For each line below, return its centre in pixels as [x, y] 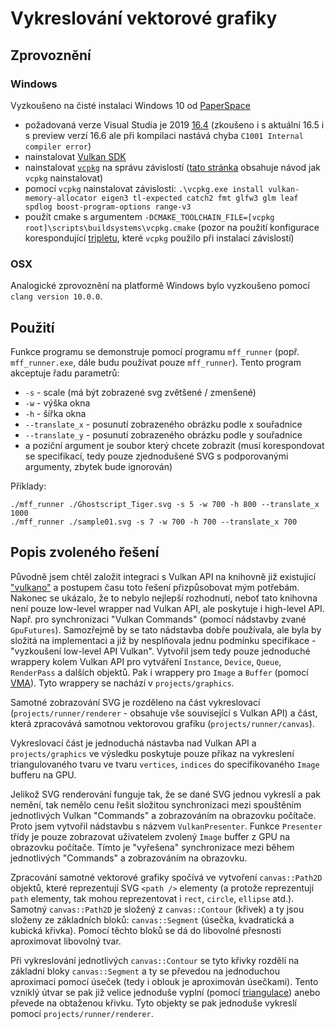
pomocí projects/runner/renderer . [82, 1013]
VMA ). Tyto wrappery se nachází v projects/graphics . [122, 683]
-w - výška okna [57, 403]
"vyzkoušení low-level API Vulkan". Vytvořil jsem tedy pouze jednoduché [160, 651]
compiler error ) [58, 146]
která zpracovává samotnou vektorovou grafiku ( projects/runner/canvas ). [162, 723]
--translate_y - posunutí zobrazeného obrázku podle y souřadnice [163, 434]
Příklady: [28, 486]
